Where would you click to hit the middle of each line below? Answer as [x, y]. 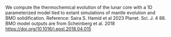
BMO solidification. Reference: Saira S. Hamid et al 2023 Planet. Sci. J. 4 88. [86, 18]
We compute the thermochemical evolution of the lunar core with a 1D [79, 7]
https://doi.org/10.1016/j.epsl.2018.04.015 [48, 29]
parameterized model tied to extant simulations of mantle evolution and [80, 13]
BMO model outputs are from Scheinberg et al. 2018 [60, 23]
